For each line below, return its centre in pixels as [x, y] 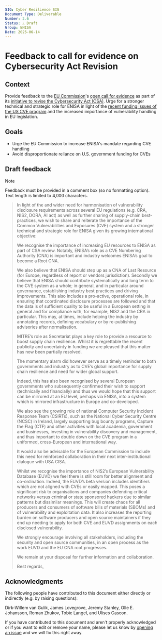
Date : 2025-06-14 [22, 32]
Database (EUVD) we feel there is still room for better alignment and [84, 476]
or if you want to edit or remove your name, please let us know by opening [79, 627]
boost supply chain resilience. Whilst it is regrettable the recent [80, 341]
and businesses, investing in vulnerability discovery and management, [87, 431]
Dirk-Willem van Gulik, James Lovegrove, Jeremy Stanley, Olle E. [69, 608]
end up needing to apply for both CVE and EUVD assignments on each [87, 522]
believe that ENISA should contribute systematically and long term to [85, 280]
